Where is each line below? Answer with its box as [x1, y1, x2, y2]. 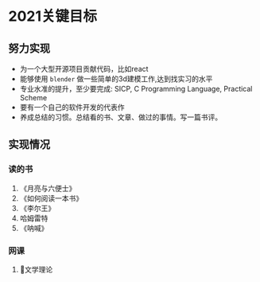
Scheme [19, 93, 48, 102]
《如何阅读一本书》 [19, 193, 83, 203]
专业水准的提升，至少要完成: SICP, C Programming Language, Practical [19, 84, 253, 93]
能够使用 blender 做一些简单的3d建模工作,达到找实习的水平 [19, 74, 213, 84]
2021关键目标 [8, 7, 98, 25]
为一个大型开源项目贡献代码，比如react [19, 65, 149, 73]
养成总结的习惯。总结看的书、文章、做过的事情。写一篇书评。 [19, 112, 223, 122]
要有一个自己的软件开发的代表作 [19, 103, 125, 112]
